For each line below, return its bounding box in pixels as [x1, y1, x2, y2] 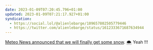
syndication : [5, 16, 32, 21]
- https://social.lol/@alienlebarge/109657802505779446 [9, 21, 126, 26]
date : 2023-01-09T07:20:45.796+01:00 [5, 7, 83, 12]
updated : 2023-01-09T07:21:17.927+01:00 [5, 12, 90, 17]
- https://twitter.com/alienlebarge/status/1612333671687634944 [9, 25, 144, 30]
